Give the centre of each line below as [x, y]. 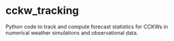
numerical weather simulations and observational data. [72, 32]
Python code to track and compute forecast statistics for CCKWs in [87, 27]
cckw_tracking [42, 11]
